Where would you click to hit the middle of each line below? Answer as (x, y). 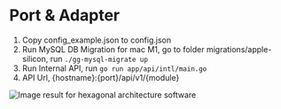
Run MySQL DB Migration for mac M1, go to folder (113, 49)
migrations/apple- (239, 49)
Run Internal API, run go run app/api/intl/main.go (114, 68)
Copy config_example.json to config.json (96, 40)
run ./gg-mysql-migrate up (99, 58)
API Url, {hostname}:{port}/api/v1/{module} (101, 77)
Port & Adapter (65, 16)
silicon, (35, 58)
